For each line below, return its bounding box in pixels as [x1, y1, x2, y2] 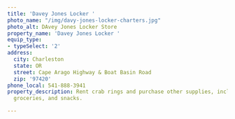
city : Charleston [13, 56, 64, 63]
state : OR [13, 62, 42, 69]
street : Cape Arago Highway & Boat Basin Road [13, 69, 152, 76]
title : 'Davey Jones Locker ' [7, 10, 96, 17]
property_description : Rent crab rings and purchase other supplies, [7, 88, 215, 95]
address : [7, 50, 33, 57]
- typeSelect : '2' [7, 43, 61, 50]
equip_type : [7, 36, 42, 43]
